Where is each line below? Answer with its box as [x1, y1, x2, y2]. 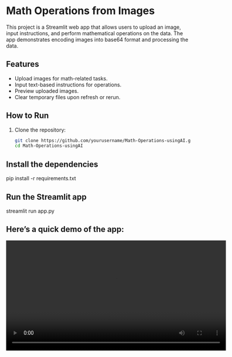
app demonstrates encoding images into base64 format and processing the [6, 36, 189, 43]
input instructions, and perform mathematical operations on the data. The [6, 29, 183, 36]
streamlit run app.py [6, 207, 54, 214]
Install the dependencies [6, 159, 98, 169]
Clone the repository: [14, 126, 66, 133]
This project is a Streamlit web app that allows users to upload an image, [6, 23, 182, 31]
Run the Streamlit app [6, 192, 87, 202]
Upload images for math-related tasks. [14, 75, 108, 82]
